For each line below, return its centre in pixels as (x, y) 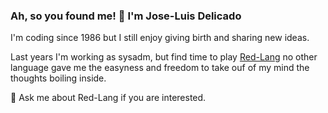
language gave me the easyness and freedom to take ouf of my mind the (160, 68)
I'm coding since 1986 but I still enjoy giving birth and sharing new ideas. (160, 38)
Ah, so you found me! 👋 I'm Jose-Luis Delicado (126, 16)
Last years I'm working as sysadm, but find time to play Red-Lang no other (164, 57)
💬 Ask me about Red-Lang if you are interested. (108, 98)
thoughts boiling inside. (58, 78)
